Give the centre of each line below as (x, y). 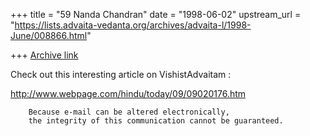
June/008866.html (49, 35)
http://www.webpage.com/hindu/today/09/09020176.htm (128, 93)
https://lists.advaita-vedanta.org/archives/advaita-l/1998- (133, 25)
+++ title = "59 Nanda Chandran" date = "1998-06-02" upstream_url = (156, 14)
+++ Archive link (44, 55)
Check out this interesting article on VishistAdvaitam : (121, 74)
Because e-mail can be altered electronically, (129, 112)
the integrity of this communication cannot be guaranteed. (156, 121)
